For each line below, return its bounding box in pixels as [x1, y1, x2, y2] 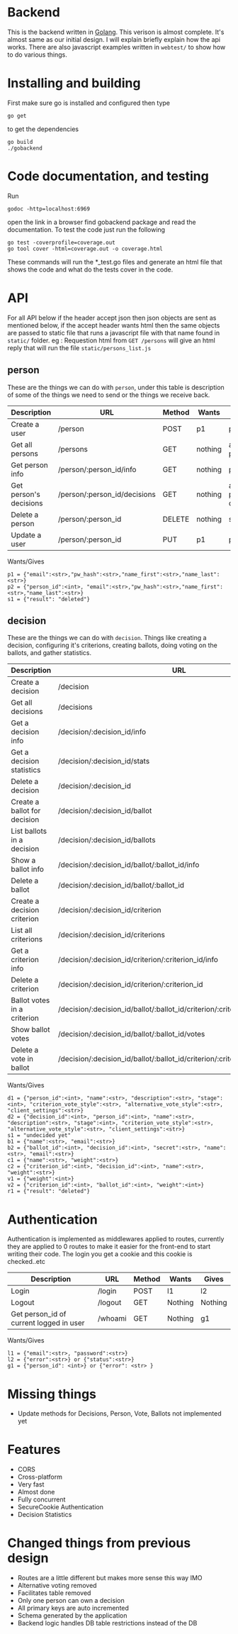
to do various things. [7, 50, 67, 59]
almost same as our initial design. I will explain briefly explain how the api [7, 35, 221, 43]
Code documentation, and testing [7, 168, 209, 184]
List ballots [11, 827, 47, 836]
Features [7, 1442, 61, 1457]
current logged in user [11, 1318, 85, 1328]
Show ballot [11, 1025, 50, 1035]
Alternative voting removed [17, 1582, 97, 1590]
